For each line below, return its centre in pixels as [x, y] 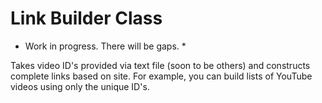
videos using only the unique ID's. [80, 86]
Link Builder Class [86, 18]
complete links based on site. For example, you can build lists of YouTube [161, 76]
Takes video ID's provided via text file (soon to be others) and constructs [160, 65]
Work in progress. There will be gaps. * [105, 46]
